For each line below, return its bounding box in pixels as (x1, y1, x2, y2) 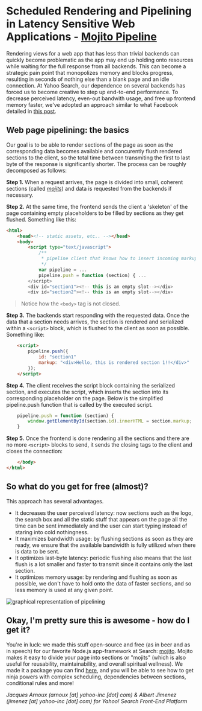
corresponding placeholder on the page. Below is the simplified (6, 394, 164, 402)
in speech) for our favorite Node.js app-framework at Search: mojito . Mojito (6, 647, 194, 654)
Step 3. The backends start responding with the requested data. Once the (6, 312, 189, 319)
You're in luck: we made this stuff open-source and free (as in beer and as (6, 641, 191, 648)
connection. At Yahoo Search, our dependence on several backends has (6, 81, 186, 89)
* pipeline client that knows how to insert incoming (41, 255, 179, 262)
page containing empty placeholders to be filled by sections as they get (6, 209, 184, 217)
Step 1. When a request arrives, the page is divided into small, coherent (6, 178, 183, 185)
